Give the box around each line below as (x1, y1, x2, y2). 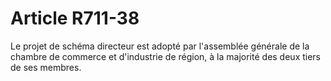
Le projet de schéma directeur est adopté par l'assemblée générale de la (10, 40, 310, 52)
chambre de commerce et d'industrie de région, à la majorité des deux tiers (10, 50, 322, 62)
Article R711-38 (10, 7, 140, 30)
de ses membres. (10, 61, 82, 73)
